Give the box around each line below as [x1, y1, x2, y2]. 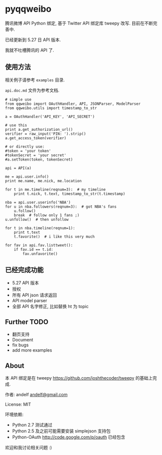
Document [12, 337, 33, 343]
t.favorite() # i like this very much [14, 234, 95, 239]
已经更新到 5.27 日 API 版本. [5, 37, 61, 43]
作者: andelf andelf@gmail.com [5, 392, 68, 398]
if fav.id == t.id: [14, 247, 54, 252]
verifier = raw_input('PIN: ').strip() [5, 131, 86, 136]
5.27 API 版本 [12, 280, 39, 286]
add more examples [12, 347, 52, 353]
